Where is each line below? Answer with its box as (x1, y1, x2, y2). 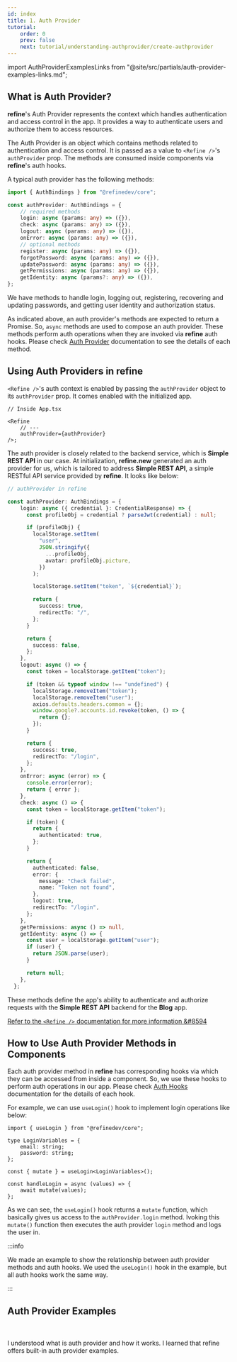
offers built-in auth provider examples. (7, 1346, 119, 1355)
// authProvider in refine (7, 485, 87, 492)
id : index (7, 10, 37, 18)
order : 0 (20, 30, 46, 38)
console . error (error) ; (25, 780, 93, 787)
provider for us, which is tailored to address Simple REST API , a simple (7, 464, 214, 472)
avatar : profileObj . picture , (45, 557, 132, 564)
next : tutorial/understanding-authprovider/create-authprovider (20, 43, 214, 50)
